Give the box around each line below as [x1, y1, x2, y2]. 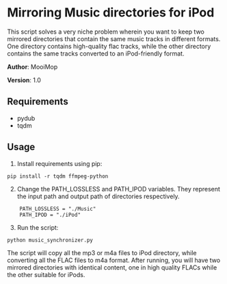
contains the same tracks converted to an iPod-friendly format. [7, 49, 185, 58]
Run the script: [16, 223, 59, 231]
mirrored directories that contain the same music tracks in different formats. [7, 34, 221, 43]
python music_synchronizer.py [7, 237, 94, 244]
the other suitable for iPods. [7, 270, 85, 279]
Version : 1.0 [7, 75, 41, 84]
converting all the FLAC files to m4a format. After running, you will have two [7, 256, 221, 264]
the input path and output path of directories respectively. [16, 192, 180, 200]
